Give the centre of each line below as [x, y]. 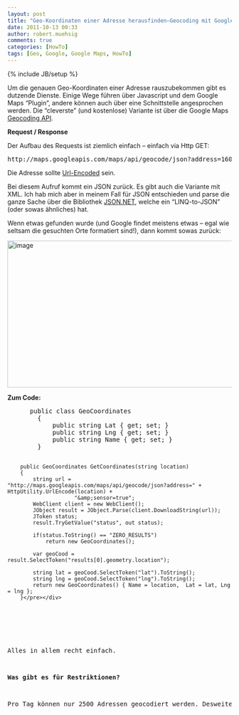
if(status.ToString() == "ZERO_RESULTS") [95, 535]
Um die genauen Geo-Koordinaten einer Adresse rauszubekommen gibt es [117, 88]
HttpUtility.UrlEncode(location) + [60, 491]
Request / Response [38, 132]
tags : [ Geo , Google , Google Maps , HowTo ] [70, 54]
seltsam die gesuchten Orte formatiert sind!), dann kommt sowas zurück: [115, 230]
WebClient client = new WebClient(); [89, 504]
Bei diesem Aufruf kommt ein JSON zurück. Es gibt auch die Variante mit [114, 187]
